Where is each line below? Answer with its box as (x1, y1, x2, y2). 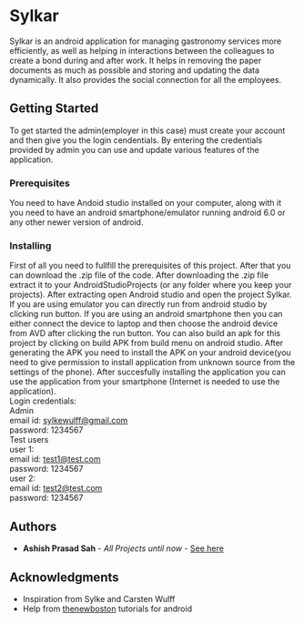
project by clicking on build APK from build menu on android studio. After (9, 338, 284, 349)
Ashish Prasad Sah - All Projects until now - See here (22, 543, 225, 554)
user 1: (9, 444, 35, 455)
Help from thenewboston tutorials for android (22, 603, 193, 614)
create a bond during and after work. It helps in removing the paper (9, 55, 262, 66)
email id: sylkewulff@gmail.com (9, 415, 128, 426)
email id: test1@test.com (9, 454, 102, 465)
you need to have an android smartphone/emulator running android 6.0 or (9, 207, 286, 219)
